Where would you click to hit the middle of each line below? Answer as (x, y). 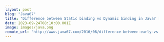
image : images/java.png (29, 28)
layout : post (18, 9)
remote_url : (17, 32)
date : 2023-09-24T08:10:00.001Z (38, 23)
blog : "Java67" (20, 14)
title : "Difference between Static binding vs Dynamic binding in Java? (81, 18)
